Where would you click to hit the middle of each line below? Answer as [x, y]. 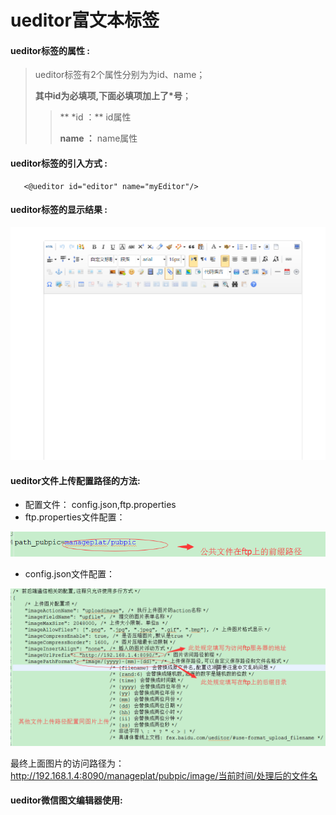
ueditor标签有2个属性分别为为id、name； [120, 75]
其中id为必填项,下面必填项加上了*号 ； [113, 96]
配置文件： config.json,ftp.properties [100, 505]
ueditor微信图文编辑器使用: [66, 800]
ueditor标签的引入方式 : [59, 163]
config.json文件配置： [70, 573]
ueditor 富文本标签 [85, 20]
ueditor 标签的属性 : [50, 50]
